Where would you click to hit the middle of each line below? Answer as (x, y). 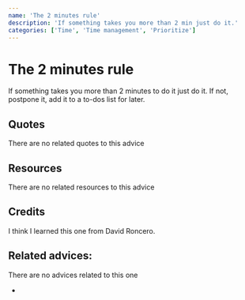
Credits (27, 212)
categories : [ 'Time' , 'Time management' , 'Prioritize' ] (102, 30)
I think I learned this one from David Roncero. (82, 231)
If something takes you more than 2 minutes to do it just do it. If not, (119, 91)
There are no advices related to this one (73, 275)
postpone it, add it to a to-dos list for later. (77, 99)
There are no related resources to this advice (81, 187)
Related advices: (50, 256)
